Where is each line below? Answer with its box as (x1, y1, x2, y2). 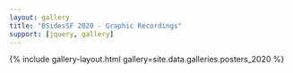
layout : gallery (9, 12, 70, 22)
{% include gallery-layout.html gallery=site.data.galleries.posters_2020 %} (9, 54, 285, 65)
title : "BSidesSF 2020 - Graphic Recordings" (9, 21, 182, 30)
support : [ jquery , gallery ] (9, 29, 115, 38)
